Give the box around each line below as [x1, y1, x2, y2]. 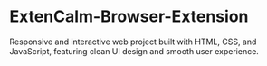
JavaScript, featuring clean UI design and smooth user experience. [9, 45, 260, 56]
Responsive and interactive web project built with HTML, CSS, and [9, 36, 257, 47]
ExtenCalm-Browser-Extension [9, 6, 249, 27]
